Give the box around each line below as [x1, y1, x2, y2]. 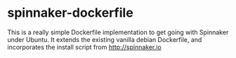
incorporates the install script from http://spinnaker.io [7, 43, 162, 51]
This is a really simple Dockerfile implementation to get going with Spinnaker [7, 28, 229, 36]
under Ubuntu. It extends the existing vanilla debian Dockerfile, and [7, 35, 202, 43]
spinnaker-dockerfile [7, 5, 133, 21]
